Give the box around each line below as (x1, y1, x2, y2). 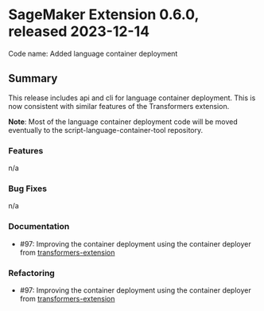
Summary (8, 72, 58, 85)
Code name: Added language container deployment (8, 49, 178, 58)
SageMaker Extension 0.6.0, (8, 6, 199, 24)
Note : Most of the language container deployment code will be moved (8, 117, 239, 126)
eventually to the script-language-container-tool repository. (8, 125, 204, 134)
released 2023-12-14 (8, 22, 149, 41)
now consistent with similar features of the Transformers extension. (8, 101, 230, 111)
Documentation (8, 221, 70, 232)
